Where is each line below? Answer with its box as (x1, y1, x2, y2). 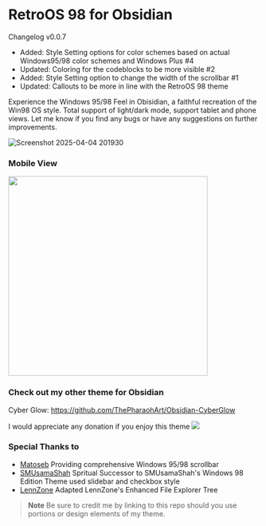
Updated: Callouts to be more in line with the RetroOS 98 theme (19, 81, 229, 91)
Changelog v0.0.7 (8, 32, 66, 42)
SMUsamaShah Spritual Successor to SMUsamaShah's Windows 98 (19, 468, 244, 477)
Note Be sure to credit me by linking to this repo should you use (27, 500, 237, 510)
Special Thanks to (8, 441, 80, 453)
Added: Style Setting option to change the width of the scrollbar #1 (19, 73, 239, 82)
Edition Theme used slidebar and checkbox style (19, 477, 181, 486)
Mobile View (8, 157, 58, 168)
